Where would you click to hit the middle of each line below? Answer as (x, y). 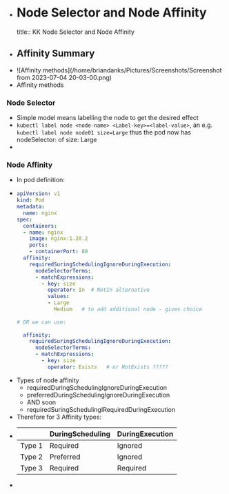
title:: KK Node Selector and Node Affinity (76, 32)
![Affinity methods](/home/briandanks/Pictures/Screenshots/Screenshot (119, 70)
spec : (24, 219)
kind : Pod (31, 200)
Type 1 (31, 445)
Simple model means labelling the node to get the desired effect (108, 118)
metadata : (31, 207)
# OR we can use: (41, 322)
